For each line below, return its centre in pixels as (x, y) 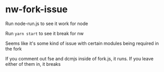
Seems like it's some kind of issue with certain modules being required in (82, 43)
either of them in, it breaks (33, 64)
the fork (14, 49)
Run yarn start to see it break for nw (44, 33)
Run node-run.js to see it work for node (47, 23)
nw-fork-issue (37, 9)
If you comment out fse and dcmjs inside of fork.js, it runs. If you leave (79, 58)
